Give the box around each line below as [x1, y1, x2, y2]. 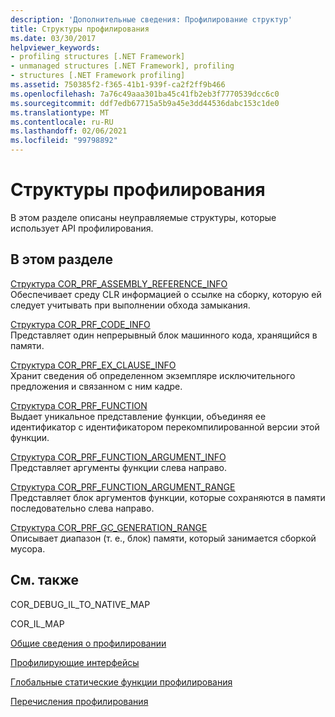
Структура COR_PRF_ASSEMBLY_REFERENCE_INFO [10, 277, 228, 290]
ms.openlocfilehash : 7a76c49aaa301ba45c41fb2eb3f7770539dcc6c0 [10, 89, 280, 99]
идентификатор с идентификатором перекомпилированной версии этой [10, 421, 320, 433]
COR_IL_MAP [10, 617, 65, 630]
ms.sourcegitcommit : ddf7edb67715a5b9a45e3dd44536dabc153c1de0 [10, 98, 280, 108]
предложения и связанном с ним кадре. [10, 380, 183, 392]
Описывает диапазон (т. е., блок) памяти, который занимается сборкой [10, 532, 317, 544]
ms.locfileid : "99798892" [10, 136, 118, 146]
